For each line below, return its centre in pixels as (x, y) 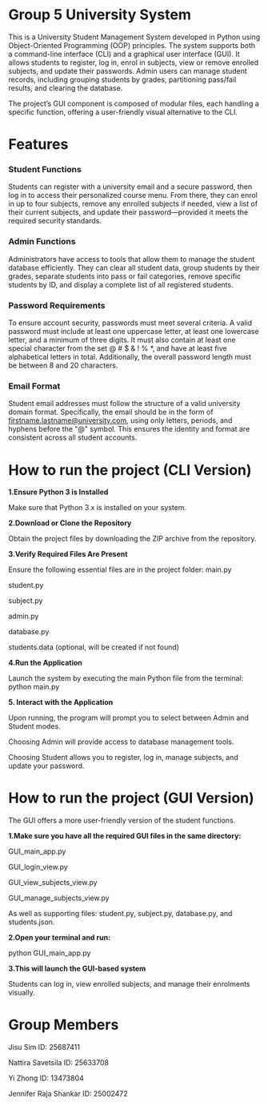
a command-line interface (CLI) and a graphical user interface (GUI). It (124, 54)
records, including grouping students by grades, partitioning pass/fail (122, 79)
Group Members (64, 1025)
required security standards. (55, 221)
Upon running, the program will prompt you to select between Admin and (129, 718)
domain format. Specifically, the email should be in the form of (111, 412)
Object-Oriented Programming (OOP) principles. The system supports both (132, 45)
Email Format (34, 386)
